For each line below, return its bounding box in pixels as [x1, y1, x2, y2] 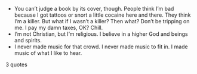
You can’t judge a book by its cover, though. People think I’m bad [14, 5, 174, 12]
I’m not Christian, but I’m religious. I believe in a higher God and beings [14, 30, 189, 38]
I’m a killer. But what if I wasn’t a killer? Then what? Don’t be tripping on [14, 18, 190, 24]
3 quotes [5, 61, 27, 68]
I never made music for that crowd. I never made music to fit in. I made [14, 43, 189, 50]
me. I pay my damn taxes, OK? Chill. [14, 24, 103, 31]
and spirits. [14, 37, 42, 44]
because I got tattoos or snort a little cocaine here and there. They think [14, 11, 191, 18]
